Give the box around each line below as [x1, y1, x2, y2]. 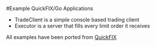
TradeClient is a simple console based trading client [14, 16, 140, 23]
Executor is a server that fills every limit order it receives [14, 23, 150, 29]
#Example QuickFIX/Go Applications [6, 5, 93, 12]
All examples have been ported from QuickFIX [6, 34, 117, 40]
